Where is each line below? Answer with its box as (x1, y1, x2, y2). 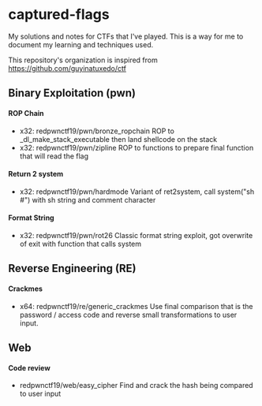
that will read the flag (19, 151, 89, 161)
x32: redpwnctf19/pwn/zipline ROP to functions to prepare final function (19, 143, 254, 152)
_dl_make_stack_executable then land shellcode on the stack (19, 134, 218, 143)
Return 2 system (8, 169, 64, 179)
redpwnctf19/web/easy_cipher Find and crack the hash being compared (19, 381, 254, 390)
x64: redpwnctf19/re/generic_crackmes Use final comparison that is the (19, 301, 253, 311)
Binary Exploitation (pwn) (8, 87, 137, 100)
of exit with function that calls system (19, 239, 142, 248)
